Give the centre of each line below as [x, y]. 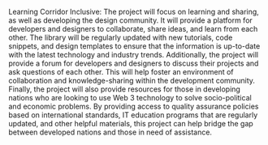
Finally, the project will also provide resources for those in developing [125, 89]
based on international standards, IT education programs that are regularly [133, 115]
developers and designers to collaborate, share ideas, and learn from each [133, 29]
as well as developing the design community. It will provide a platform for [131, 20]
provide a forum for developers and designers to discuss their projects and [134, 63]
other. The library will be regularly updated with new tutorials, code [121, 37]
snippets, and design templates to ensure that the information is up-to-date [134, 46]
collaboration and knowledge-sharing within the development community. [132, 81]
